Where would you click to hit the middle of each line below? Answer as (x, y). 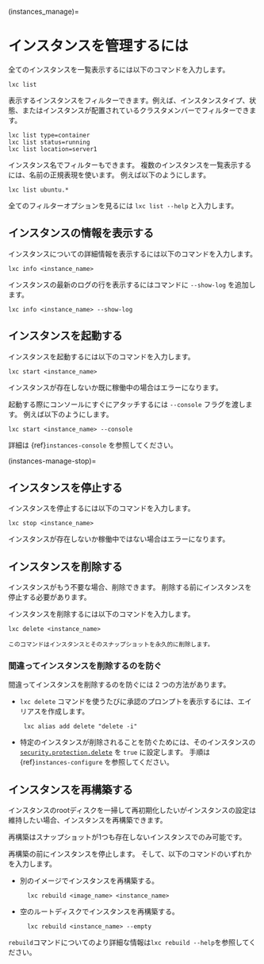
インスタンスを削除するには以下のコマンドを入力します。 (102, 614)
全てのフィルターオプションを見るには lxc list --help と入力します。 (123, 205)
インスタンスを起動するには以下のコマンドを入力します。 (102, 356)
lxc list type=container (49, 135)
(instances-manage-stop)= (52, 461)
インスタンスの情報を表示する (81, 233)
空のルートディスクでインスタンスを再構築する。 (99, 912)
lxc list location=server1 (53, 149)
